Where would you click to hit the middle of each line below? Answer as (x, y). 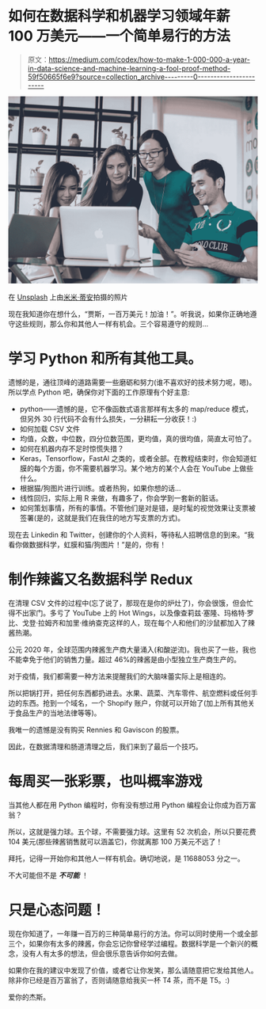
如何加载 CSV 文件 (50, 428)
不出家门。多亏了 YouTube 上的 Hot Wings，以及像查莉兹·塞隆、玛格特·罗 (135, 613)
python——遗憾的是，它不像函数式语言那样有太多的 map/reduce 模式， (136, 409)
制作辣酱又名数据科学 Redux (101, 580)
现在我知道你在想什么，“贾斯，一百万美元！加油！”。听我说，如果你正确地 (129, 314)
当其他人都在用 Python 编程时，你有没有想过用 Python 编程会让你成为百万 (129, 805)
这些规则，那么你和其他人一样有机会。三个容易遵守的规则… (112, 324)
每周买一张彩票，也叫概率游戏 (106, 782)
